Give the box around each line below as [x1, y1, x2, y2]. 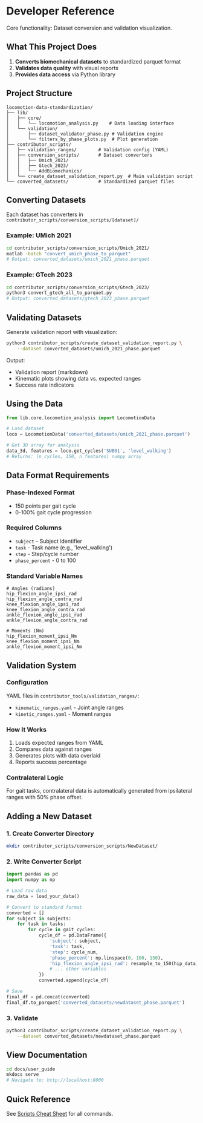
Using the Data [6, 399, 63, 409]
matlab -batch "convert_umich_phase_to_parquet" [6, 250, 131, 257]
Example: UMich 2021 [6, 231, 71, 240]
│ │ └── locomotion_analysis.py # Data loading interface [6, 120, 174, 126]
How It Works [6, 725, 47, 733]
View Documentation [6, 1050, 88, 1060]
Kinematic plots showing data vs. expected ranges [14, 375, 141, 382]
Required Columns [6, 523, 62, 532]
